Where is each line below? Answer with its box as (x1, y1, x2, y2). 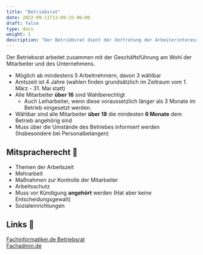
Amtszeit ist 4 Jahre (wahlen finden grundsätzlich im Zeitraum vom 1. (14, 78, 187, 85)
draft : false (6, 20, 39, 26)
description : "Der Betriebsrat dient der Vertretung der (6, 37, 153, 43)
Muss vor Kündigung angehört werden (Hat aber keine (14, 189, 152, 196)
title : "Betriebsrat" (6, 8, 61, 15)
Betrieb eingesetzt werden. (24, 104, 92, 111)
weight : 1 (6, 31, 31, 38)
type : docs (6, 25, 34, 32)
